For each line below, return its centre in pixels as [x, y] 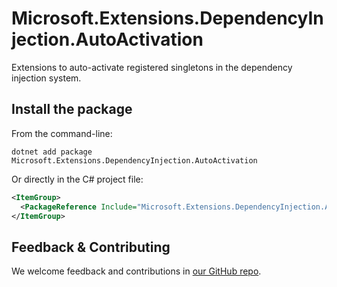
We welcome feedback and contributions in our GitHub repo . [136, 271]
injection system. [46, 78]
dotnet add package [52, 152]
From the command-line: [62, 133]
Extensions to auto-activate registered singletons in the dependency [152, 67]
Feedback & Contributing [91, 247]
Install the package [72, 109]
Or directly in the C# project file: [77, 179]
